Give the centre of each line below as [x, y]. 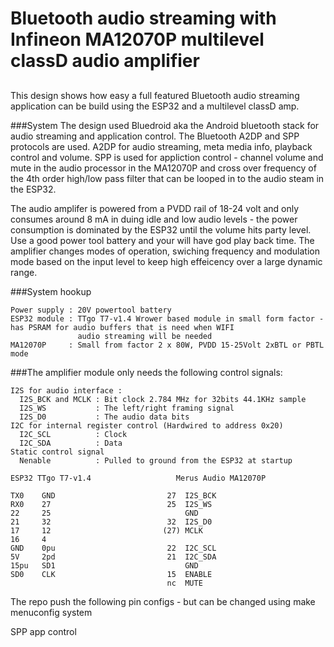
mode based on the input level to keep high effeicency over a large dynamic [166, 261]
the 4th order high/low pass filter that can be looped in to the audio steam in [167, 178]
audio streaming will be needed [145, 336]
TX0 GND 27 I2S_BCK [113, 495]
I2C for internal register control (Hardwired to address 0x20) [147, 425]
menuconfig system [51, 612]
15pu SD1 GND [104, 565]
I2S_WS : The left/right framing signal [127, 408]
